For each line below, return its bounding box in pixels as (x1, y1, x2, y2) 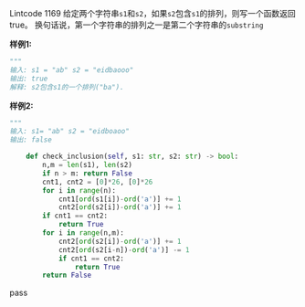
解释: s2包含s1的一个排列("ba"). (9, 82, 125, 91)
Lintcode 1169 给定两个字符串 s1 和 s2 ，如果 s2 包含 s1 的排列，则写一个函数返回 (9, 8, 297, 18)
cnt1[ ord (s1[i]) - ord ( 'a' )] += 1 (58, 195, 182, 204)
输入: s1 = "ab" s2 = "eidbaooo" (9, 65, 134, 75)
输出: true (9, 74, 48, 83)
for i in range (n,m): (42, 228, 125, 238)
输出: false (9, 135, 52, 144)
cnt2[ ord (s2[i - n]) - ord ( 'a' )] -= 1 (58, 245, 190, 254)
